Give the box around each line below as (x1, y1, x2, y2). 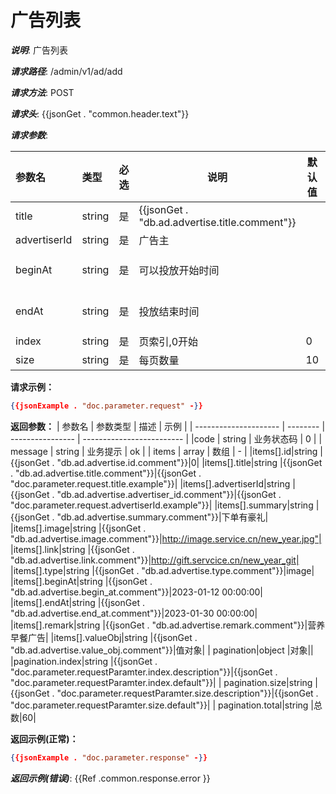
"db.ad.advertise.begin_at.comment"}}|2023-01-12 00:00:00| (10, 586, 263, 598)
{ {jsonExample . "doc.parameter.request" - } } (10, 401, 203, 411)
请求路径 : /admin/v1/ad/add (10, 65, 123, 77)
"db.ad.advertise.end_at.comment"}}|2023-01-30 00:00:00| (10, 607, 258, 619)
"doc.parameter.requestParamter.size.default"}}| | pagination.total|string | (10, 699, 315, 711)
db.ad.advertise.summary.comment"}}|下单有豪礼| (60, 511, 269, 523)
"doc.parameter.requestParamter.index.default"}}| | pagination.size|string (10, 676, 313, 688)
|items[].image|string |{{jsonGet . (10, 522, 147, 534)
